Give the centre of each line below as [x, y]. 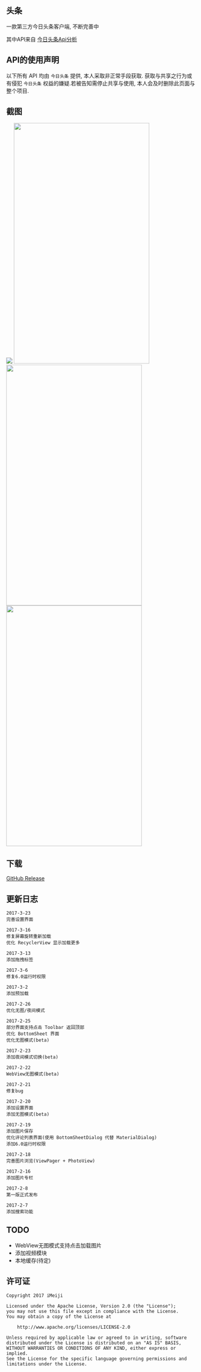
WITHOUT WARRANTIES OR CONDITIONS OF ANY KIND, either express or [91, 1348]
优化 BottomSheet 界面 [33, 1034]
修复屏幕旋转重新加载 [29, 937]
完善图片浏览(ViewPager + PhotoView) [51, 1161]
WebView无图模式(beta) [33, 1074]
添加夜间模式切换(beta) [32, 1057]
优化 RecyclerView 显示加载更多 [43, 943]
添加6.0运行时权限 [26, 1144]
